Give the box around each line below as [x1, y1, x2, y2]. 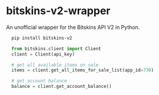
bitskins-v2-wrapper [6, 4, 111, 18]
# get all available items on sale [11, 62, 99, 68]
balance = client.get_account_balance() [11, 84, 112, 90]
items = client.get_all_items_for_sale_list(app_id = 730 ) [11, 67, 154, 73]
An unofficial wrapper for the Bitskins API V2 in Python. [6, 24, 140, 31]
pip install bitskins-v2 [11, 35, 72, 41]
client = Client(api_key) [11, 51, 75, 57]
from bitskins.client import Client [11, 45, 101, 51]
